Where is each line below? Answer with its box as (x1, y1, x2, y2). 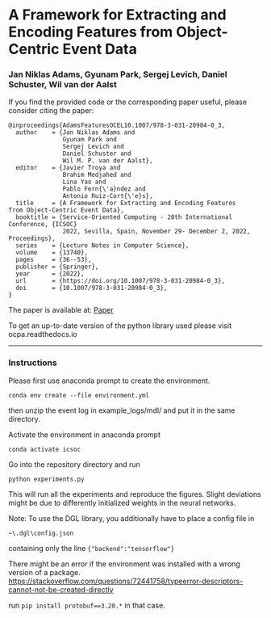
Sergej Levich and (62, 143, 125, 151)
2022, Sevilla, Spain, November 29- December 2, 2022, (62, 228, 251, 236)
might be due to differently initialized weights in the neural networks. (8, 498, 236, 507)
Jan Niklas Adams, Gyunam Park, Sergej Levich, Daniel (8, 69, 227, 80)
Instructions (8, 357, 58, 368)
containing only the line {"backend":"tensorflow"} (8, 543, 175, 553)
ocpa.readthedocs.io (8, 330, 78, 339)
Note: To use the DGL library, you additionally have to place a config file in (8, 513, 255, 523)
